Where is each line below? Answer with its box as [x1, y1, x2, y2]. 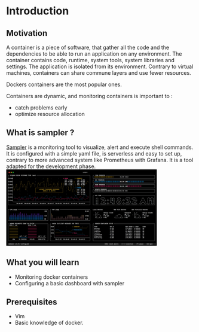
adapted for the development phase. [6, 163, 96, 170]
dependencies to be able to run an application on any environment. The [6, 50, 182, 57]
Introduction [6, 4, 69, 18]
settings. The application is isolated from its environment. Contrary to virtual [6, 63, 194, 70]
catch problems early [14, 104, 68, 111]
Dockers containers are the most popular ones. [6, 81, 123, 88]
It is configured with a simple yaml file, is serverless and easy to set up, [6, 150, 182, 157]
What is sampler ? [6, 127, 75, 138]
